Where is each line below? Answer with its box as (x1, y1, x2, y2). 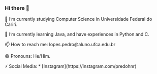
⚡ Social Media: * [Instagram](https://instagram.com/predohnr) (5, 63, 137, 69)
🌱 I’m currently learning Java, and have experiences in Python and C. (5, 31, 149, 38)
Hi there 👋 (5, 5, 30, 12)
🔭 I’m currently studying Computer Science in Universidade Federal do (5, 16, 152, 22)
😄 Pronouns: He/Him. (5, 53, 51, 59)
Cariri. (5, 21, 18, 27)
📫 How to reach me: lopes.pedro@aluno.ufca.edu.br (5, 42, 115, 48)
